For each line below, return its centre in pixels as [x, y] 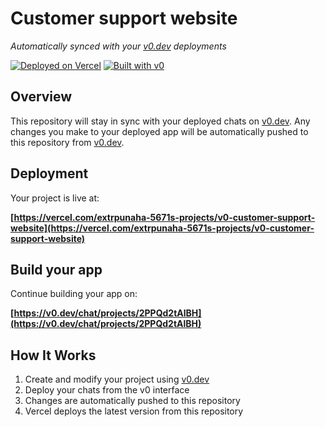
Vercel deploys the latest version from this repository [134, 411]
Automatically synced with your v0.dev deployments [118, 46]
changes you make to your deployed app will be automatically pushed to [159, 131]
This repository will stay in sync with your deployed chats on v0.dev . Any [160, 121]
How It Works [53, 355]
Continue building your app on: [74, 294]
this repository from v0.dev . [67, 142]
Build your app [56, 269]
